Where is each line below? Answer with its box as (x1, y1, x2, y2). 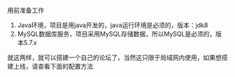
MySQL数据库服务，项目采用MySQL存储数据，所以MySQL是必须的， (17, 30, 216, 38)
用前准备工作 (7, 6, 44, 14)
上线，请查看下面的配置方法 (13, 62, 93, 70)
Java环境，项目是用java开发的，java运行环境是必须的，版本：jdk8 (17, 21, 208, 29)
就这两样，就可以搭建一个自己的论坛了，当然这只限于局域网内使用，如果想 (7, 53, 222, 62)
